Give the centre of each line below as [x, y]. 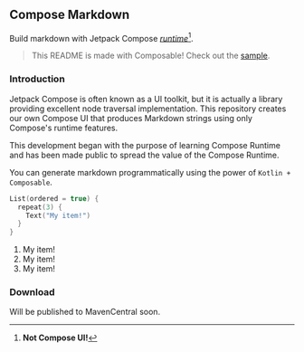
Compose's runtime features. [64, 128]
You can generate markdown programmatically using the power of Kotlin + [150, 172]
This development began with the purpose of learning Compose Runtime [145, 145]
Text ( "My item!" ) [58, 215]
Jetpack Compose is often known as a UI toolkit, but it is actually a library [146, 99]
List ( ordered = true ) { [54, 198]
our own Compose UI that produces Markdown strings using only [131, 118]
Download [33, 292]
